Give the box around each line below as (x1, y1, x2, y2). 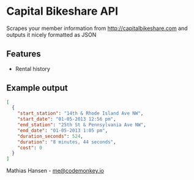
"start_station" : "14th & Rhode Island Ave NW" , (17, 110, 144, 117)
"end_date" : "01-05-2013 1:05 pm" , (17, 127, 108, 133)
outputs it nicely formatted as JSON (6, 31, 97, 38)
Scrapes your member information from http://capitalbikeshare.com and (6, 24, 188, 32)
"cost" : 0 (17, 144, 43, 151)
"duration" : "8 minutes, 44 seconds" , (17, 139, 116, 145)
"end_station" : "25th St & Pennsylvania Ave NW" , (17, 122, 147, 128)
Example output (6, 83, 69, 93)
